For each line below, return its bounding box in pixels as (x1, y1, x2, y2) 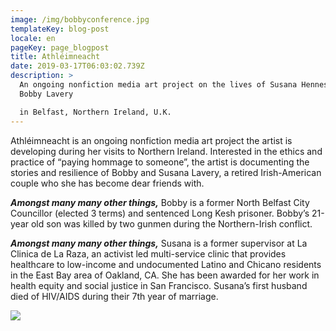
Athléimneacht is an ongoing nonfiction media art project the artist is (10, 134, 293, 146)
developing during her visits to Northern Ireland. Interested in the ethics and (10, 145, 323, 157)
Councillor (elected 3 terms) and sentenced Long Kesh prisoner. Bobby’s (10, 207, 310, 219)
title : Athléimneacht (10, 52, 101, 62)
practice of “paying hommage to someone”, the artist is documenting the (10, 156, 310, 168)
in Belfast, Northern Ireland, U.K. (19, 107, 172, 117)
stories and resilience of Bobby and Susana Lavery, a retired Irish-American (10, 166, 322, 178)
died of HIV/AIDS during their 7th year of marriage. (10, 290, 219, 302)
